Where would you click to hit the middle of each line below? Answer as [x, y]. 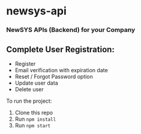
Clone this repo [34, 112]
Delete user [29, 89]
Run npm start [33, 125]
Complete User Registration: [61, 49]
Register [25, 64]
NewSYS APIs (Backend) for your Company [71, 30]
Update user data [36, 83]
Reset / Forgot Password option [54, 76]
